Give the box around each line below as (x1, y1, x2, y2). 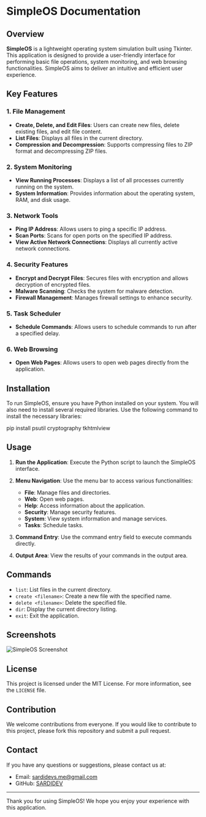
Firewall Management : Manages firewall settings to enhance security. (15, 293, 193, 301)
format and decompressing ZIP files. (15, 147, 107, 155)
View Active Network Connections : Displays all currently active (15, 238, 178, 246)
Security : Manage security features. (24, 508, 116, 516)
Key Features (6, 89, 58, 99)
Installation (6, 383, 50, 393)
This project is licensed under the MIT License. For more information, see (6, 680, 192, 687)
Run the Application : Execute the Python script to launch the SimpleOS (15, 459, 196, 466)
